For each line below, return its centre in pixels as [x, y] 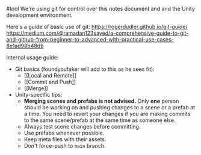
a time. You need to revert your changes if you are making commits [107, 114]
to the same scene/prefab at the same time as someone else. [100, 120]
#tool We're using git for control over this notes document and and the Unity [101, 9]
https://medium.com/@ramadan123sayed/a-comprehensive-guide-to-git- [97, 33]
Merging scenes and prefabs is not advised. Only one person [101, 101]
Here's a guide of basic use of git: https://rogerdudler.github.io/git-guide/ [97, 27]
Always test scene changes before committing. [82, 126]
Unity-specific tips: [39, 95]
